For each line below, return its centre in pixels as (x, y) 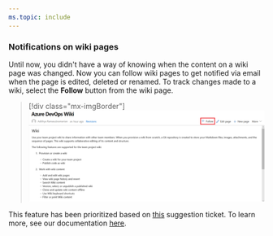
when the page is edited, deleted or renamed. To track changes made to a (132, 81)
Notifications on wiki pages (64, 46)
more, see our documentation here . (68, 223)
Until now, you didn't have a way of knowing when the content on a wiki (128, 64)
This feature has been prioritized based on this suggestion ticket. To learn (132, 215)
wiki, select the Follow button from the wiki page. (91, 90)
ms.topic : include (39, 17)
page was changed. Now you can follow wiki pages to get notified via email (135, 72)
